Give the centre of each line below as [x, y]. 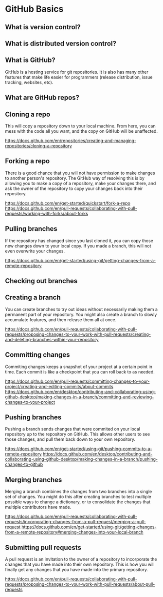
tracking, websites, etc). [29, 82]
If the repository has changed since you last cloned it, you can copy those [79, 241]
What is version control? [43, 27]
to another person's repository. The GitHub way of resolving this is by [75, 178]
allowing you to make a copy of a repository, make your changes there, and [81, 183]
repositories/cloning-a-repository [38, 145]
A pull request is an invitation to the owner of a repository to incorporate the [81, 559]
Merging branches [34, 480]
